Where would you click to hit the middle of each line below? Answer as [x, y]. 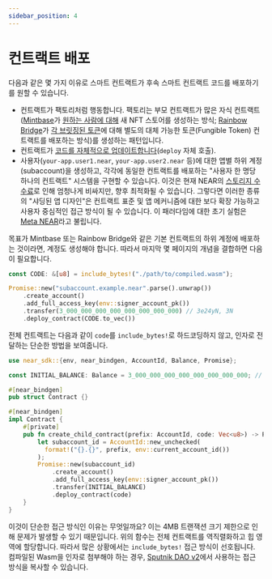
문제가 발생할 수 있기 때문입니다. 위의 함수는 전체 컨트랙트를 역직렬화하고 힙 [136, 536]
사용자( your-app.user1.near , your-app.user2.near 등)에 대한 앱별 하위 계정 [141, 160]
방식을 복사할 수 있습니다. [49, 567]
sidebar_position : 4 [43, 16]
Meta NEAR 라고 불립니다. [61, 221]
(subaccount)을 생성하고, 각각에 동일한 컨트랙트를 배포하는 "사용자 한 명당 [138, 170]
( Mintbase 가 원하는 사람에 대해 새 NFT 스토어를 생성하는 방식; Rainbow [134, 120]
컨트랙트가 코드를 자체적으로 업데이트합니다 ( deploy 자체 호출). [118, 150]
